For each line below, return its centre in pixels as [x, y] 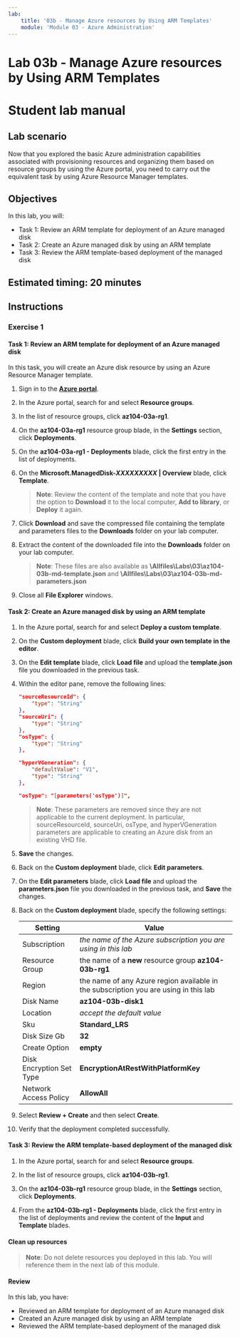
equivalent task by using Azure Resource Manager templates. [98, 176]
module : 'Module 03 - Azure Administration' [88, 27]
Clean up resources [38, 1241]
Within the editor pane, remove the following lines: [92, 684]
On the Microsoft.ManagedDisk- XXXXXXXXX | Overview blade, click [122, 473]
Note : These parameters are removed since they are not [119, 809]
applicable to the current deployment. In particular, [110, 816]
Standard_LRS [104, 1024]
